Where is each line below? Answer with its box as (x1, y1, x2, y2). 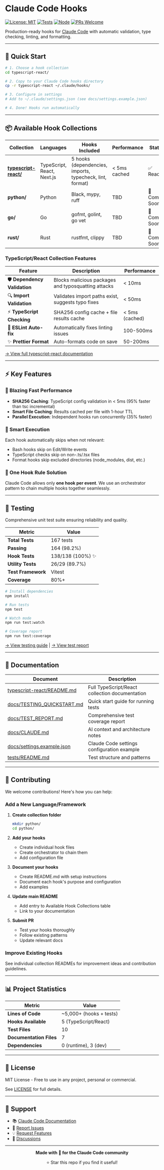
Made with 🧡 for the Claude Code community (36, 1150, 128, 1156)
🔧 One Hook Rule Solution (5, 469, 67, 476)
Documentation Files (7, 1034, 57, 1041)
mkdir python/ (12, 821, 41, 826)
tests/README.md (7, 754, 50, 760)
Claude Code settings (87, 740, 138, 747)
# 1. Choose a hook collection (5, 65, 69, 70)
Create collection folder (12, 812, 61, 818)
